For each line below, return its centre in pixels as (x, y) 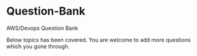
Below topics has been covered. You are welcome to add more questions (99, 40)
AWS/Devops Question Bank (42, 28)
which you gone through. (38, 46)
